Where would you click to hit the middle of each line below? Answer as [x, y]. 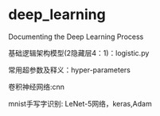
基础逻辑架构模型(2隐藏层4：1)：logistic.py [79, 52]
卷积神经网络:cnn [37, 87]
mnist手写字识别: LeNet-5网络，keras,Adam [80, 103]
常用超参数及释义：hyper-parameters [70, 70]
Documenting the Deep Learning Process [76, 37]
